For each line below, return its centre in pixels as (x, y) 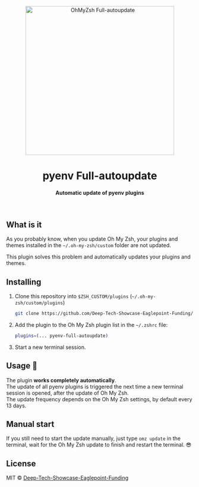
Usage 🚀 (22, 366)
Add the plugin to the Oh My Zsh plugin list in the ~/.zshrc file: (91, 324)
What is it (24, 225)
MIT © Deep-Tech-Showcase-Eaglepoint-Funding (67, 478)
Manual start (30, 424)
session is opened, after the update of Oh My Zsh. (67, 393)
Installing (24, 282)
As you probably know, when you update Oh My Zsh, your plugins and (92, 239)
